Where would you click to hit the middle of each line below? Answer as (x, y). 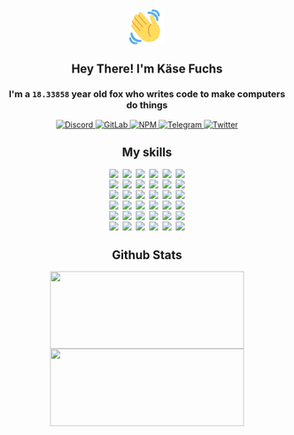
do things (147, 105)
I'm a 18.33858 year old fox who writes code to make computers (147, 95)
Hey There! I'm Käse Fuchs (147, 69)
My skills (147, 153)
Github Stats (147, 255)
